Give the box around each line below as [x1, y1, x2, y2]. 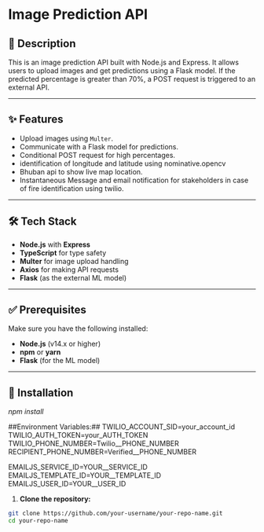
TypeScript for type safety [19, 248, 107, 257]
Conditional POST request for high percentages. [19, 150, 175, 160]
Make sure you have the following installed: [8, 324, 148, 333]
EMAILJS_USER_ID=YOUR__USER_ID [8, 479, 126, 489]
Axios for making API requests [19, 265, 119, 274]
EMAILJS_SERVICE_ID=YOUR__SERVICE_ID [8, 462, 148, 472]
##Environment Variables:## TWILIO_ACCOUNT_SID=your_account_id [8, 422, 236, 431]
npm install [8, 407, 44, 416]
